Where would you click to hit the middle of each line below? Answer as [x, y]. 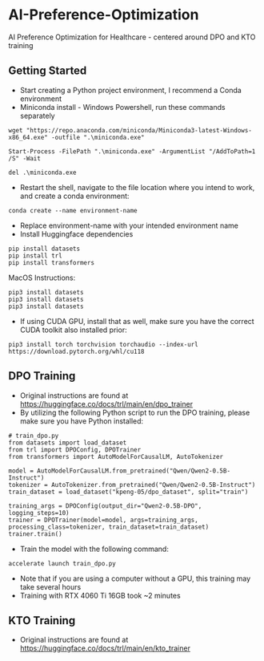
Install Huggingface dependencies [76, 233]
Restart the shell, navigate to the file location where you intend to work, [137, 187]
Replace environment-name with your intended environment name [129, 225]
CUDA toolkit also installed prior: [73, 330]
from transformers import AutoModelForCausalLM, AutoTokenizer [116, 456]
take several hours [50, 586]
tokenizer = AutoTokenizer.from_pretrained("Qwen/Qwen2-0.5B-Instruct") [132, 485]
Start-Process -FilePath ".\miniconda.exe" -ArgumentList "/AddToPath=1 [132, 151]
